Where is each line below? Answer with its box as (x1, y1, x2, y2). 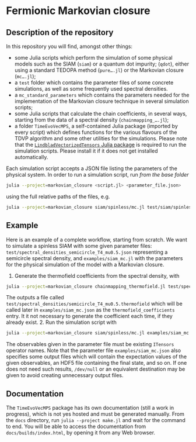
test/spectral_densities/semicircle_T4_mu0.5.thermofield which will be (6, 300, 183, 308)
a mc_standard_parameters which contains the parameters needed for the (14, 92, 190, 98)
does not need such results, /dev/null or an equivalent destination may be (6, 365, 185, 372)
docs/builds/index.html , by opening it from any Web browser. (6, 429, 156, 436)
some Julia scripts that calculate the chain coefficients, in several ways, (14, 110, 187, 117)
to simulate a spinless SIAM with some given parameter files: (6, 242, 152, 249)
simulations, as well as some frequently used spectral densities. (14, 85, 168, 92)
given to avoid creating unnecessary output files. (6, 372, 124, 379)
